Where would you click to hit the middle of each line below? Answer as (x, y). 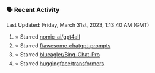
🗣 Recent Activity (33, 9)
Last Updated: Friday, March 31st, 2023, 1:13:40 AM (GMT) (78, 25)
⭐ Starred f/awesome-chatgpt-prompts (63, 46)
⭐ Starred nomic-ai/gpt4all (47, 37)
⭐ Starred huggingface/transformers (59, 64)
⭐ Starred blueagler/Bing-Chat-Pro (57, 55)
